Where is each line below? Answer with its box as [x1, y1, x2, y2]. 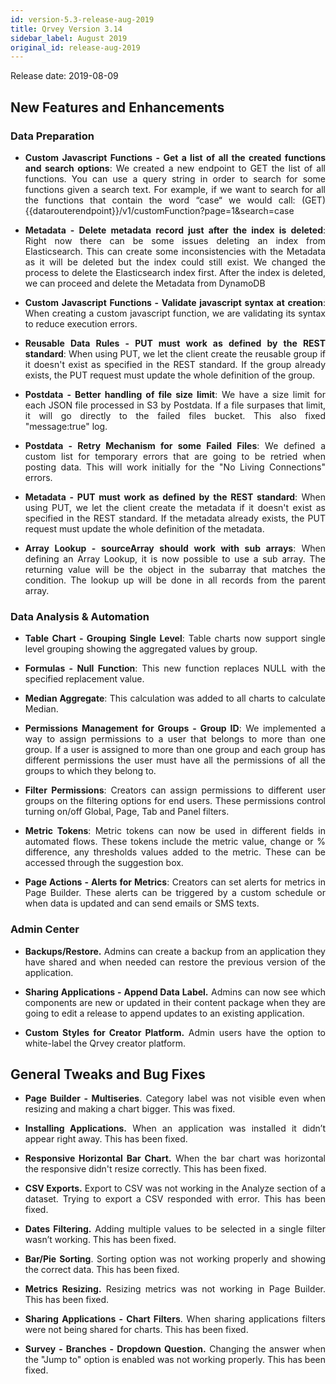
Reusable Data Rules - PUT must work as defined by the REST [24, 337, 326, 349]
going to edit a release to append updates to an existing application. [24, 1007, 305, 1019]
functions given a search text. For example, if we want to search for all [24, 183, 326, 195]
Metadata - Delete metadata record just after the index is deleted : [24, 224, 326, 236]
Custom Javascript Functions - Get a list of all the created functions [24, 151, 326, 163]
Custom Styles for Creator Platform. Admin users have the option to [24, 1026, 326, 1038]
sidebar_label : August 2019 [10, 33, 128, 43]
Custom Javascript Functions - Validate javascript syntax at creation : [24, 296, 326, 308]
